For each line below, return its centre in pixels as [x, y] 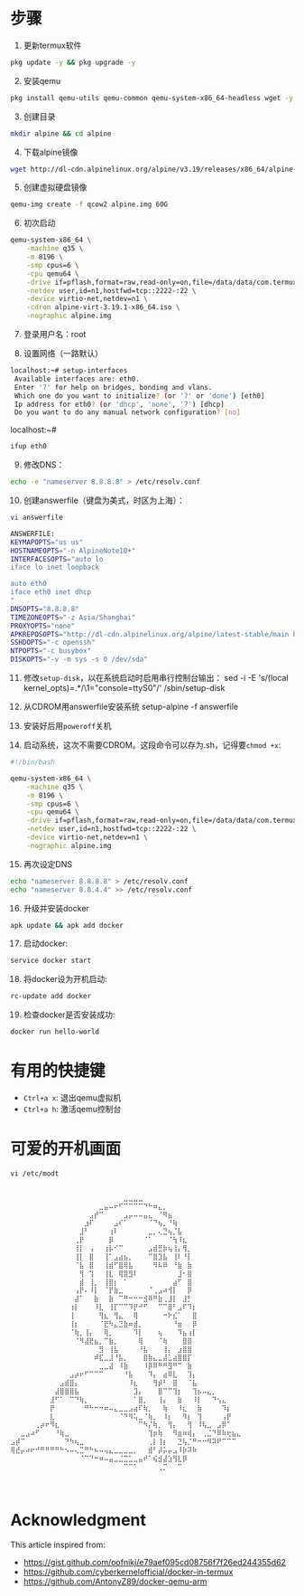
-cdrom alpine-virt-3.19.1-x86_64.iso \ [103, 307]
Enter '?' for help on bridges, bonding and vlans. [113, 387]
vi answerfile [37, 518]
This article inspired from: [58, 1545]
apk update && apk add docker [67, 925]
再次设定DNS [48, 864]
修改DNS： [44, 465]
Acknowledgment [78, 1520]
